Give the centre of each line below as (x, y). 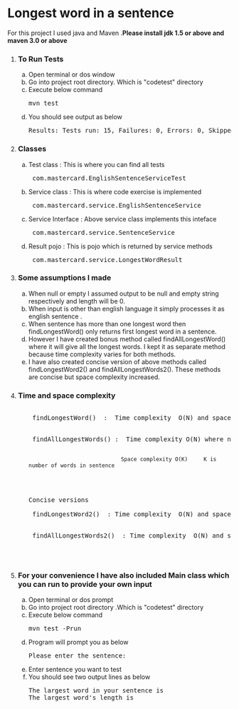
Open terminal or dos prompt (71, 600)
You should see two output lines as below (89, 677)
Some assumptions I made (64, 278)
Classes (32, 149)
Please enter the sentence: (77, 656)
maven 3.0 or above (37, 40)
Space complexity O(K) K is (169, 459)
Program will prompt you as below (78, 642)
